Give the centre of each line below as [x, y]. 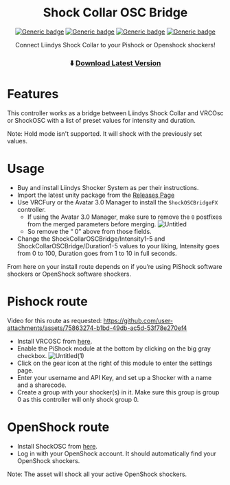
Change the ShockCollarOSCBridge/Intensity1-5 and [91, 239]
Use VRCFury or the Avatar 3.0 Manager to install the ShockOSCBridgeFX [117, 202]
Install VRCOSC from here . [55, 341]
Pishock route [47, 301]
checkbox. [32, 355]
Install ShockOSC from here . [57, 446]
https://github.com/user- [138, 320]
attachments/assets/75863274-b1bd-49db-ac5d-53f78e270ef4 [97, 328]
